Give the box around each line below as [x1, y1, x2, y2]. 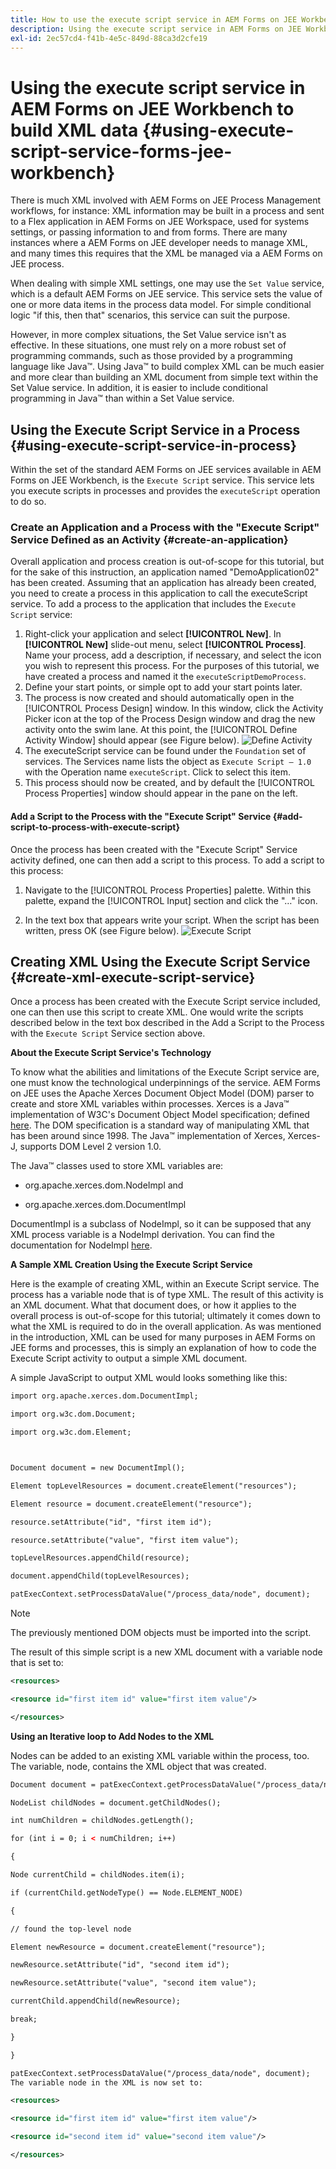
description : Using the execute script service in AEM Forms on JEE [10, 24, 302, 34]
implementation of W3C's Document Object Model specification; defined [10, 1109, 310, 1121]
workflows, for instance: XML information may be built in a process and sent [10, 205, 325, 217]
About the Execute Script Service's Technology [10, 1047, 212, 1059]
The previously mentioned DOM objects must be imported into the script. [10, 1627, 312, 1639]
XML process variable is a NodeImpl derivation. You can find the [10, 1229, 275, 1241]
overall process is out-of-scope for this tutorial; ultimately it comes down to [10, 1310, 321, 1322]
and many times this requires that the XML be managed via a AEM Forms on [10, 247, 323, 260]
